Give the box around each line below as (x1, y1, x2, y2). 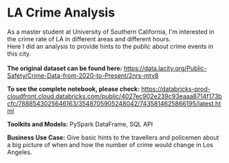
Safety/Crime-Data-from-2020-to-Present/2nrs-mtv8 (7, 71, 160, 80)
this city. (7, 50, 32, 58)
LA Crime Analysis (7, 5, 116, 21)
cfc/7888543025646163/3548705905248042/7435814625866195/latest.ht (7, 99, 221, 107)
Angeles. (7, 148, 32, 156)
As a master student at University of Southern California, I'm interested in (7, 28, 215, 36)
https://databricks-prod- (141, 85, 211, 93)
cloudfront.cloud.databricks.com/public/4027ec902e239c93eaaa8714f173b (7, 91, 222, 100)
